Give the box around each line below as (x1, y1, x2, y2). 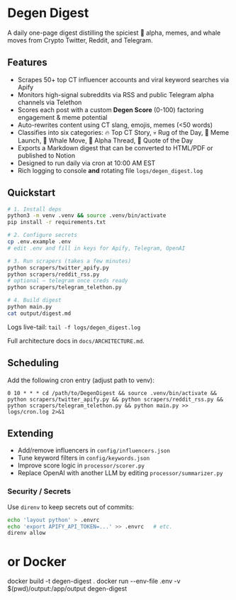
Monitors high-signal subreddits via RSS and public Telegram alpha (17, 90, 214, 99)
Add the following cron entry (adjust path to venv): (7, 376, 154, 384)
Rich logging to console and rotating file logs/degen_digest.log (17, 166, 203, 174)
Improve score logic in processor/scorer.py (17, 461, 145, 470)
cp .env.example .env (7, 238, 72, 245)
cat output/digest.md (7, 310, 72, 317)
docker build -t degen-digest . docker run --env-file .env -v (7, 577, 181, 586)
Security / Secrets (7, 487, 71, 496)
